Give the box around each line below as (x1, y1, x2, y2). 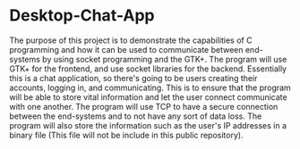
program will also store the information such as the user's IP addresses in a (9, 120, 287, 130)
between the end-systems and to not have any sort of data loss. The (9, 111, 262, 121)
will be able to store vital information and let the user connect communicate (9, 91, 288, 103)
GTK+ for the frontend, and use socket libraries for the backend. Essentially (9, 63, 287, 74)
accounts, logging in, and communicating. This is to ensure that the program (9, 82, 291, 93)
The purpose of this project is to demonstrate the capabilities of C (9, 35, 253, 46)
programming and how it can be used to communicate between (9, 44, 244, 54)
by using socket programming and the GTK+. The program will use (41, 54, 287, 64)
